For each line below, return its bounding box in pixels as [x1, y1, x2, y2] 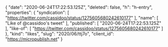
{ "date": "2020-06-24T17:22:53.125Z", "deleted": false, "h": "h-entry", [5, 4, 153, 10]
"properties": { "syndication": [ [5, 9, 70, 15]
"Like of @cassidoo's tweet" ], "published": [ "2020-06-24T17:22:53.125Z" [5, 20, 161, 26]
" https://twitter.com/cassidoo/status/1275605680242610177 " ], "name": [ [5, 15, 159, 20]
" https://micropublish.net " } [5, 36, 63, 42]
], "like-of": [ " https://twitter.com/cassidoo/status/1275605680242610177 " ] [5, 25, 163, 31]
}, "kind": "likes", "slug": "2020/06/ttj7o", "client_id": [5, 31, 114, 36]
